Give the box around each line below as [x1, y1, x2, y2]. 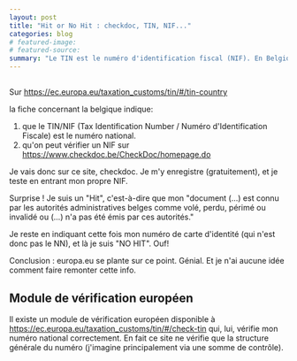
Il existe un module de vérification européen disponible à [9, 314, 216, 325]
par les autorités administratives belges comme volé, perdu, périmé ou [9, 203, 267, 213]
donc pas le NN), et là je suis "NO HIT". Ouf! [9, 238, 170, 249]
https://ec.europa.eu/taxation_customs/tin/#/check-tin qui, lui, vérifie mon [9, 324, 278, 334]
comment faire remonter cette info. [9, 265, 137, 275]
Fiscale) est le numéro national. [21, 130, 137, 142]
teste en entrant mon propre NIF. [9, 176, 128, 187]
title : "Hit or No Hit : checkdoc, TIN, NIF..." [9, 21, 192, 30]
